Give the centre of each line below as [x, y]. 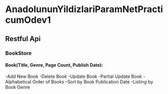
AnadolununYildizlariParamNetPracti [84, 9]
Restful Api [23, 39]
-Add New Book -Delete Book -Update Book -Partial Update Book [74, 76]
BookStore [18, 53]
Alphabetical [18, 81]
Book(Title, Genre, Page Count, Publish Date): [54, 65]
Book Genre [18, 87]
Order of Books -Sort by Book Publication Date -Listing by [93, 81]
